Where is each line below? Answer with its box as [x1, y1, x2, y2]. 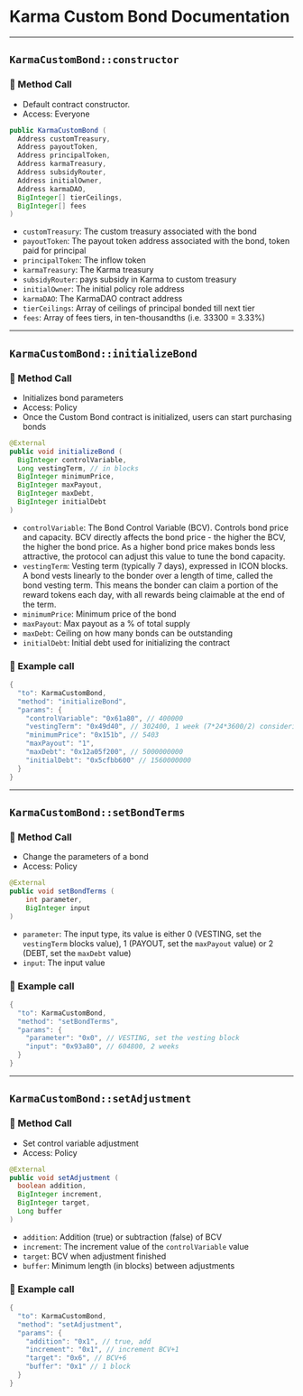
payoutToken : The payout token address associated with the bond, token [22, 236, 290, 247]
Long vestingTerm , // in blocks [17, 463, 140, 473]
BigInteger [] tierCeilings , [17, 192, 124, 202]
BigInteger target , [17, 1198, 91, 1207]
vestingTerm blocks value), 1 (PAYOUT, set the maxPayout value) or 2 [22, 937, 274, 949]
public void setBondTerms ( [9, 887, 115, 896]
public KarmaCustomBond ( [9, 126, 106, 135]
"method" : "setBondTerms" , [17, 1017, 119, 1026]
